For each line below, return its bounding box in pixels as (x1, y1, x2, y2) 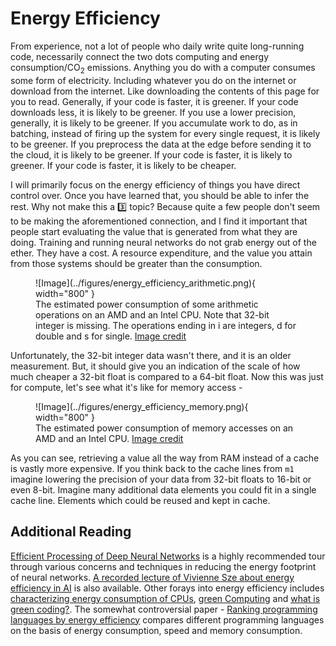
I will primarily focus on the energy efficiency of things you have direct (10, 178, 301, 191)
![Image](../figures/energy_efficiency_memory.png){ (35, 400, 249, 412)
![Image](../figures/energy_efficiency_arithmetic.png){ (35, 277, 257, 289)
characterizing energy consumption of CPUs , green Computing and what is (10, 592, 321, 604)
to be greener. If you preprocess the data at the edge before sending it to (10, 138, 312, 150)
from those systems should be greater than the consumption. (10, 257, 263, 269)
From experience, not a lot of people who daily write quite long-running (10, 40, 305, 52)
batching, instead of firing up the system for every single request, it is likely (10, 127, 321, 139)
